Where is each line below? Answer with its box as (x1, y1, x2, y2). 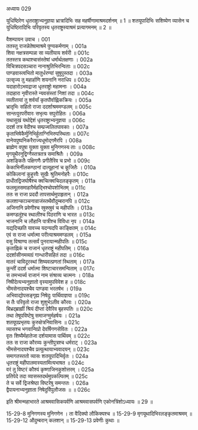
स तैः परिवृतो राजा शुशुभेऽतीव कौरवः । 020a (6, 299, 92, 305)
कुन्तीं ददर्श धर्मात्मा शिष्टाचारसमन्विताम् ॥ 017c (6, 265, 95, 272)
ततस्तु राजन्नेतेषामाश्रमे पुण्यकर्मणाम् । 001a (6, 43, 87, 50)
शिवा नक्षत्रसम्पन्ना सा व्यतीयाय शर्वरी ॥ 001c (6, 49, 90, 56)
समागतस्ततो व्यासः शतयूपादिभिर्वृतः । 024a (6, 353, 89, 359)
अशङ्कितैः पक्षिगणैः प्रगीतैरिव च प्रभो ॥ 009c (6, 157, 91, 164)
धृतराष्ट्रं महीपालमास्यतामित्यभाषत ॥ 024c (6, 359, 85, 366)
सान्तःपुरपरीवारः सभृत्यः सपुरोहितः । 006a (6, 110, 86, 117)
